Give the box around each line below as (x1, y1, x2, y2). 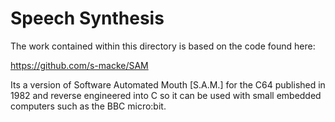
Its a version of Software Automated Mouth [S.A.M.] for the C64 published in (10, 78, 326, 91)
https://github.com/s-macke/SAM (10, 59, 149, 71)
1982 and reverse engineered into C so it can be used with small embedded (10, 89, 322, 101)
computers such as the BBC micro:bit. (10, 100, 167, 112)
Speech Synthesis (10, 7, 165, 30)
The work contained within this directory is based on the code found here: (10, 40, 316, 52)
